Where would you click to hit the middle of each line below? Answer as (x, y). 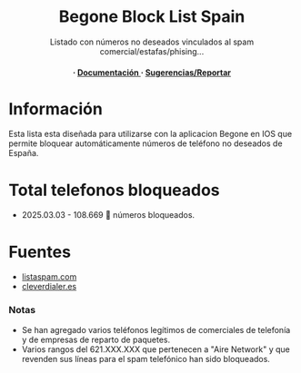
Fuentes (40, 252)
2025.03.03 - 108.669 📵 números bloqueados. (108, 215)
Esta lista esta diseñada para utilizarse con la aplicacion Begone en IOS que (150, 134)
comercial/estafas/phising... (152, 51)
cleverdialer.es (49, 287)
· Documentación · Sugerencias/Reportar (152, 72)
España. (24, 153)
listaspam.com (49, 277)
